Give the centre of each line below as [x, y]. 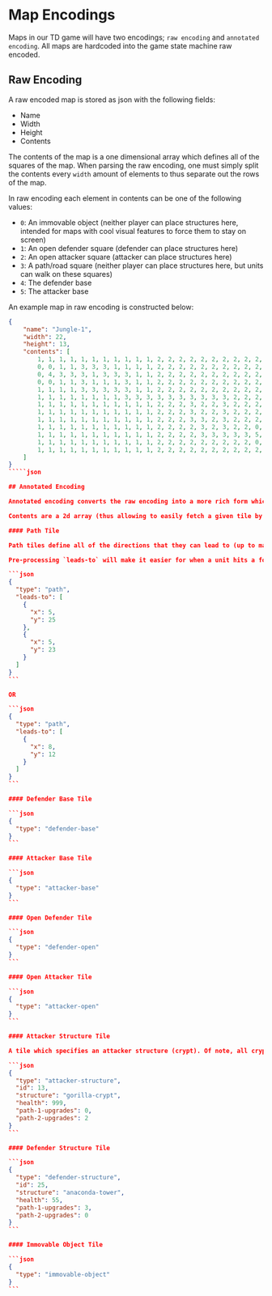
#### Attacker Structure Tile [59, 1036]
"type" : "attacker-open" [57, 1007]
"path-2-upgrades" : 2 [52, 1118]
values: [20, 206]
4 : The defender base [56, 283]
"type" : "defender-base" [57, 829]
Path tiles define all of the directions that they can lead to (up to [132, 545]
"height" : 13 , [47, 344]
